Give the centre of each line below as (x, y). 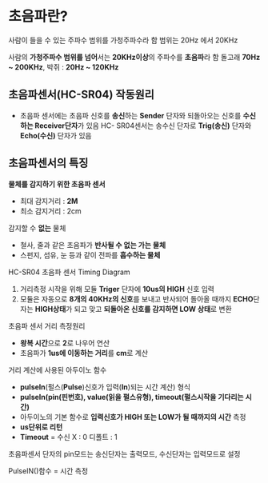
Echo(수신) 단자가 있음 (56, 135)
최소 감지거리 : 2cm (50, 211)
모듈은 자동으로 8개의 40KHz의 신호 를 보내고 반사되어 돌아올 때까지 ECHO (136, 299)
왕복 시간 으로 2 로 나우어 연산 (65, 343)
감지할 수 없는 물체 (37, 228)
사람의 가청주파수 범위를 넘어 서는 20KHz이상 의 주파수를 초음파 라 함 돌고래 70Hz (134, 57)
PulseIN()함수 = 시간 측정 (48, 471)
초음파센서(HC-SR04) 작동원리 (81, 95)
